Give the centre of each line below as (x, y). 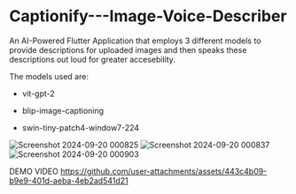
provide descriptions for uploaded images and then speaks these (128, 49)
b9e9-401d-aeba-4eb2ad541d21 (69, 180)
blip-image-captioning (63, 110)
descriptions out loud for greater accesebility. (92, 59)
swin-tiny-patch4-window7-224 (81, 127)
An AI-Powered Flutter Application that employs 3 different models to (135, 41)
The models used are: (49, 76)
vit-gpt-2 (38, 93)
